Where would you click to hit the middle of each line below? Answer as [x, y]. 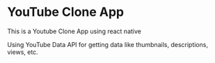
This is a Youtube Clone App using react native [74, 31]
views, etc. [23, 52]
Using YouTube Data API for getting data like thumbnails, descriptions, [108, 44]
